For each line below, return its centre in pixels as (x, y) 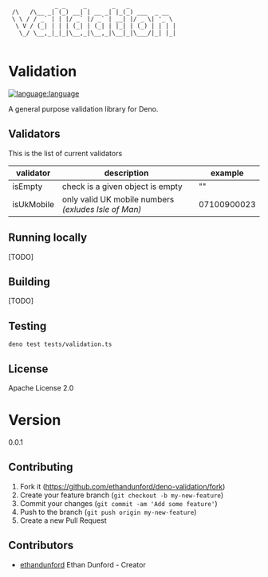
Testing (28, 326)
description (126, 173)
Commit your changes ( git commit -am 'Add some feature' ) (118, 503)
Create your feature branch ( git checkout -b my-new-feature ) (122, 495)
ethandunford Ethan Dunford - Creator (83, 564)
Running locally (48, 238)
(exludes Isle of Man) (102, 209)
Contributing (41, 467)
